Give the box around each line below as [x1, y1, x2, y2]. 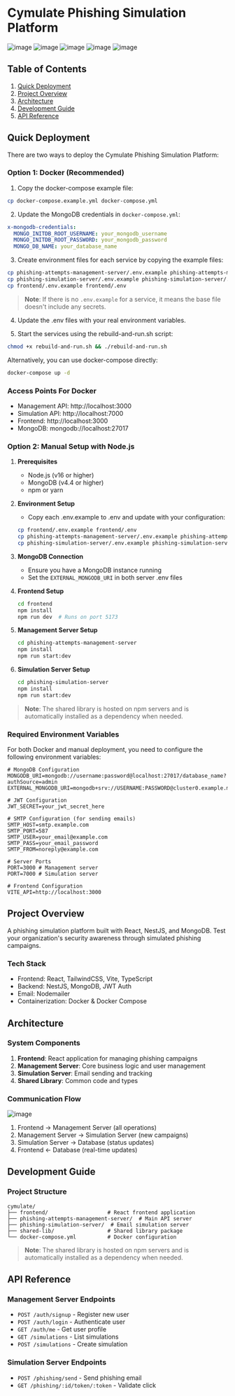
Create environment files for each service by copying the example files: [17, 256, 224, 264]
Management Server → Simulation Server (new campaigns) [17, 1131, 189, 1139]
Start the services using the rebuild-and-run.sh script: [17, 329, 173, 337]
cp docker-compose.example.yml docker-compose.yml [7, 197, 158, 204]
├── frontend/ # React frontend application [7, 1209, 196, 1216]
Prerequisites [17, 457, 58, 466]
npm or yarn [27, 486, 64, 494]
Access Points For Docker [7, 386, 97, 396]
